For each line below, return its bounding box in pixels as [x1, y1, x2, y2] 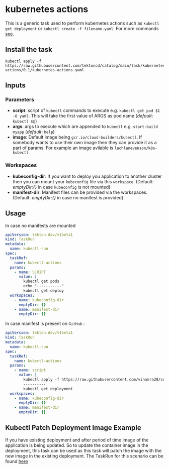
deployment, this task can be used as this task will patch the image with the [5, 447, 162, 453]
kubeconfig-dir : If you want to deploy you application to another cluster [12, 173, 162, 179]
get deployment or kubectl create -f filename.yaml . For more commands [5, 25, 159, 31]
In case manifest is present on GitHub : [5, 320, 85, 327]
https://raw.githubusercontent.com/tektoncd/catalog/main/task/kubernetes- [5, 63, 167, 68]
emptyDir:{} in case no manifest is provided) [32, 194, 124, 200]
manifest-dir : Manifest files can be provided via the [12, 189, 120, 195]
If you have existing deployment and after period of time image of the [5, 437, 149, 443]
